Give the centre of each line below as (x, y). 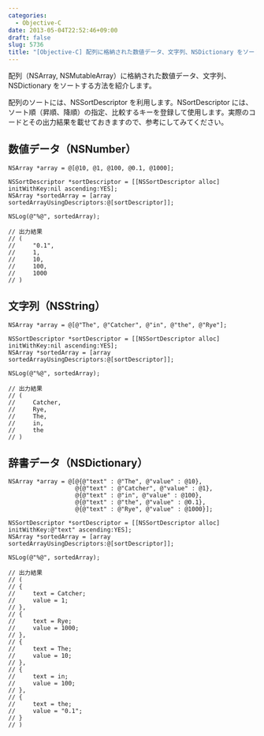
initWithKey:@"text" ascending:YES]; (70, 530)
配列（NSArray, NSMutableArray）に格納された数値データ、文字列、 (119, 75)
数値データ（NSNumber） (72, 150)
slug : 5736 (26, 45)
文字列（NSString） (57, 306)
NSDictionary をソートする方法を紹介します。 (82, 85)
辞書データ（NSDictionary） (78, 463)
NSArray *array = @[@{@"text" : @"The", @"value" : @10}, (105, 482)
